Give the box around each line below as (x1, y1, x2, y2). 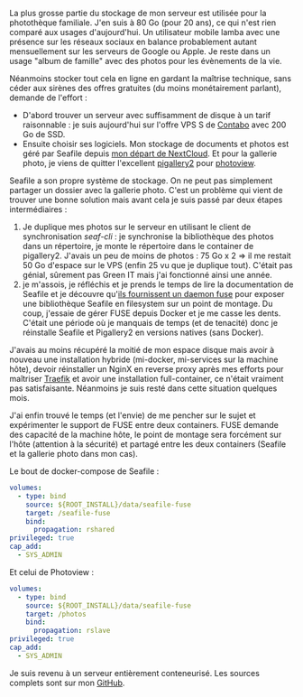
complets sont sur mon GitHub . (9, 677, 125, 688)
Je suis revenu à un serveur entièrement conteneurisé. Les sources (9, 667, 260, 678)
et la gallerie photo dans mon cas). (9, 449, 138, 459)
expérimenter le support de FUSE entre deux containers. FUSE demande (9, 420, 280, 430)
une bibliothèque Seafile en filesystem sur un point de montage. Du (22, 298, 273, 309)
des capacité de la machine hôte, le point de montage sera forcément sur (9, 429, 282, 440)
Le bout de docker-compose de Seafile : (9, 466, 160, 477)
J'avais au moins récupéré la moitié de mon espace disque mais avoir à (9, 345, 275, 355)
